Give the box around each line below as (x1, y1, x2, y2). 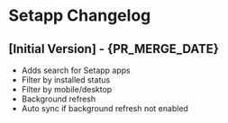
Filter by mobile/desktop (21, 84, 113, 94)
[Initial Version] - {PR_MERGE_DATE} (8, 41, 220, 57)
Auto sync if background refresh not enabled (21, 103, 188, 113)
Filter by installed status (21, 75, 111, 85)
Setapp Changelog (8, 5, 151, 26)
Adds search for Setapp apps (21, 65, 132, 75)
